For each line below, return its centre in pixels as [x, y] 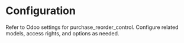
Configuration [41, 11]
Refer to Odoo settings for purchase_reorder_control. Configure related [92, 27]
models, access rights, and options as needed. [62, 33]
